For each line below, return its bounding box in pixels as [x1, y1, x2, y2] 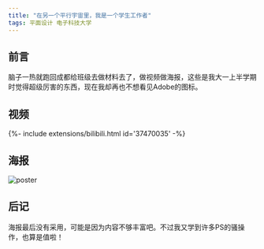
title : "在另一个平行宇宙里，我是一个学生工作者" [8, 11, 152, 20]
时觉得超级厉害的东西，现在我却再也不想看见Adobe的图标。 [8, 82, 203, 91]
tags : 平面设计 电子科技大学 [8, 19, 92, 27]
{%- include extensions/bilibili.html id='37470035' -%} [8, 129, 186, 139]
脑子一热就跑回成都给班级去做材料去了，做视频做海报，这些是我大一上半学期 [8, 72, 257, 82]
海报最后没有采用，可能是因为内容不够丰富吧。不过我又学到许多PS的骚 [8, 222, 238, 232]
